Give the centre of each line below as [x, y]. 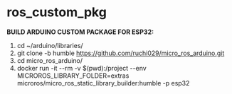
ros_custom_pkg [57, 12]
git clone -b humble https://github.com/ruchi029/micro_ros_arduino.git [121, 53]
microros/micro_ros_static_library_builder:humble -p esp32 [103, 83]
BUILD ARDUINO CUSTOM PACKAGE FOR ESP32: [80, 32]
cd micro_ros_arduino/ [50, 60]
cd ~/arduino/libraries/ [50, 45]
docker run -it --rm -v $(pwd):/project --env [81, 68]
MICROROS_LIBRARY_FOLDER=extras [73, 76]
